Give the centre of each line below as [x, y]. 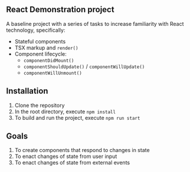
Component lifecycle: [40, 54]
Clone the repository [40, 105]
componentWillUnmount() [53, 73]
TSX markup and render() [46, 48]
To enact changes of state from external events [72, 163]
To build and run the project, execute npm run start [77, 117]
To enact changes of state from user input [66, 156]
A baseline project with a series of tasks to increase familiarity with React [95, 23]
